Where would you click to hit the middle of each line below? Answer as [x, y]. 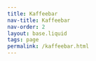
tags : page [23, 40]
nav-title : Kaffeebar [39, 20]
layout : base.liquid [37, 33]
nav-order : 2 [26, 27]
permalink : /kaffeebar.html [48, 46]
